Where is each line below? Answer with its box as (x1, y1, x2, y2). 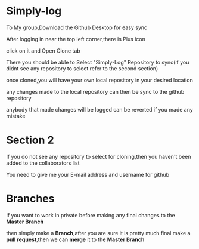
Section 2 (6, 133, 55, 147)
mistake (6, 112, 26, 119)
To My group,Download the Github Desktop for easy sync (6, 24, 148, 31)
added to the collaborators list (6, 159, 80, 167)
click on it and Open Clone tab (6, 47, 80, 54)
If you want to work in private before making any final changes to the (6, 211, 175, 219)
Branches (6, 192, 55, 205)
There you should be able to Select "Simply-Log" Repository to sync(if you (6, 59, 189, 66)
